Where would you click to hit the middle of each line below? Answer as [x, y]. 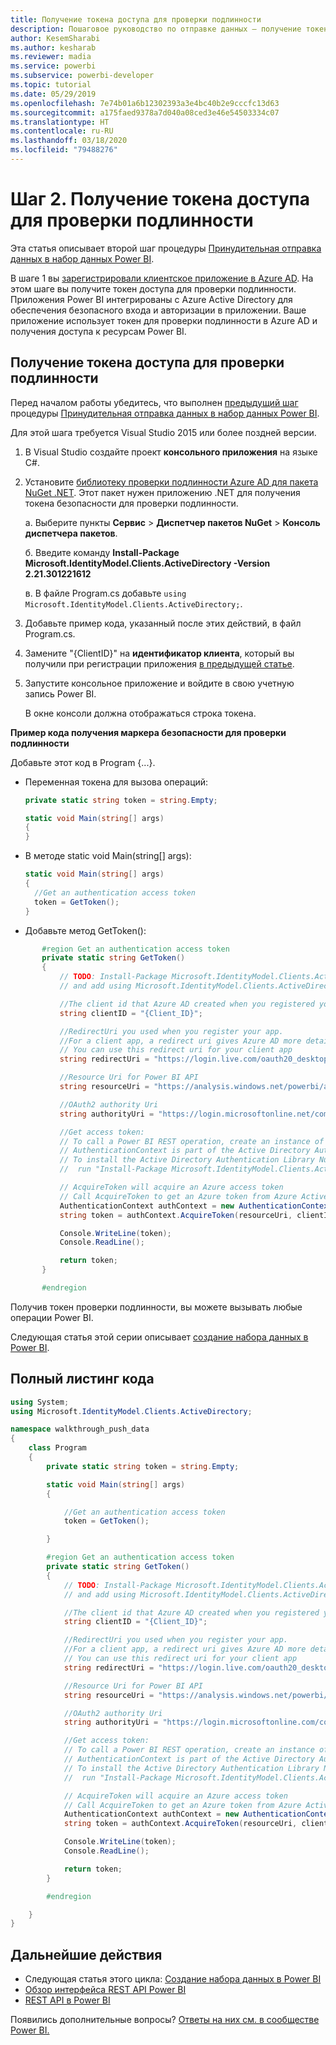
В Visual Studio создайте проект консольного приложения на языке [171, 452]
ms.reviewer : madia [51, 57]
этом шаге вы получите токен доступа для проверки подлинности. [153, 288]
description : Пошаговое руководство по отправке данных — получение [156, 29]
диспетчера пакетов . [71, 533]
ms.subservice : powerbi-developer [82, 76]
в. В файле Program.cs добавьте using [105, 593]
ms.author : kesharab [53, 47]
